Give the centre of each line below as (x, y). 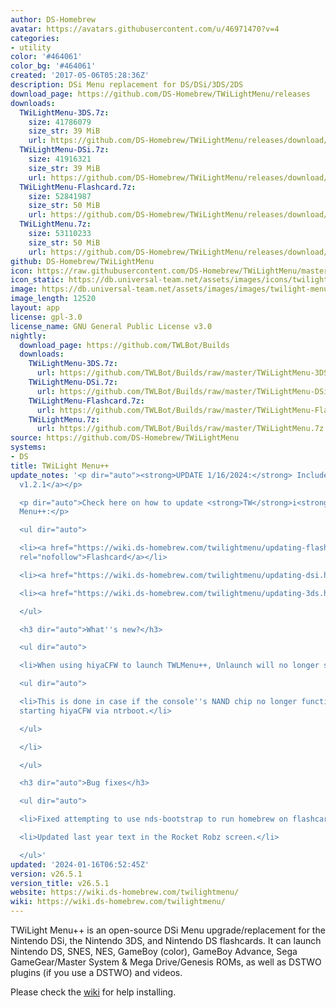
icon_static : (37, 280)
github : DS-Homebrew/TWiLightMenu (82, 261)
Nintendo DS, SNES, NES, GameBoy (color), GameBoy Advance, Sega (154, 951)
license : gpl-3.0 (46, 317)
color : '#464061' (46, 57)
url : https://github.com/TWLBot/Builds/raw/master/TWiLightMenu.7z (180, 429)
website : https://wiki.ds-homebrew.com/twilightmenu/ (125, 892)
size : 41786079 (60, 122)
